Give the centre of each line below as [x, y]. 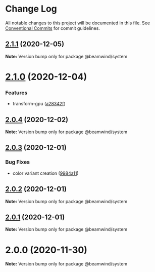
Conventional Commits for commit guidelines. [53, 28]
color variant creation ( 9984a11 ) [46, 173]
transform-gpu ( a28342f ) [39, 104]
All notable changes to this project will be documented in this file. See [78, 23]
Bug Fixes [18, 162]
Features [16, 93]
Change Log [31, 9]
